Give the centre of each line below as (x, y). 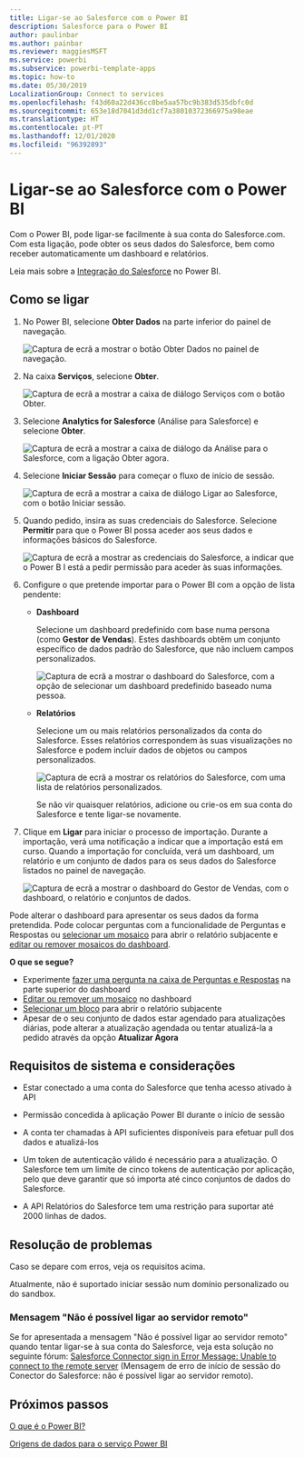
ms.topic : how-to (42, 77)
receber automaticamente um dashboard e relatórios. (109, 253)
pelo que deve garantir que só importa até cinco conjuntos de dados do (157, 1179)
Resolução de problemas (81, 1245)
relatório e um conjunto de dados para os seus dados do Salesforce (149, 861)
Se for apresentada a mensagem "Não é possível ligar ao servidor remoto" (149, 1337)
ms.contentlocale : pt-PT (56, 128)
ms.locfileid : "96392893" (58, 145)
